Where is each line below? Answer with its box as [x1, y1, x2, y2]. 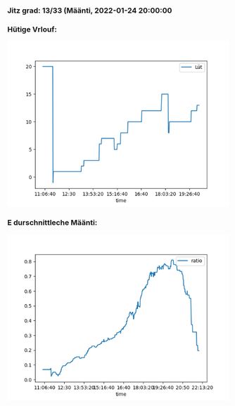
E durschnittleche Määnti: [7, 218, 98, 228]
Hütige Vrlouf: [7, 24, 58, 34]
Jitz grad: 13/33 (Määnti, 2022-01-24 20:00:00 [7, 6, 172, 15]
